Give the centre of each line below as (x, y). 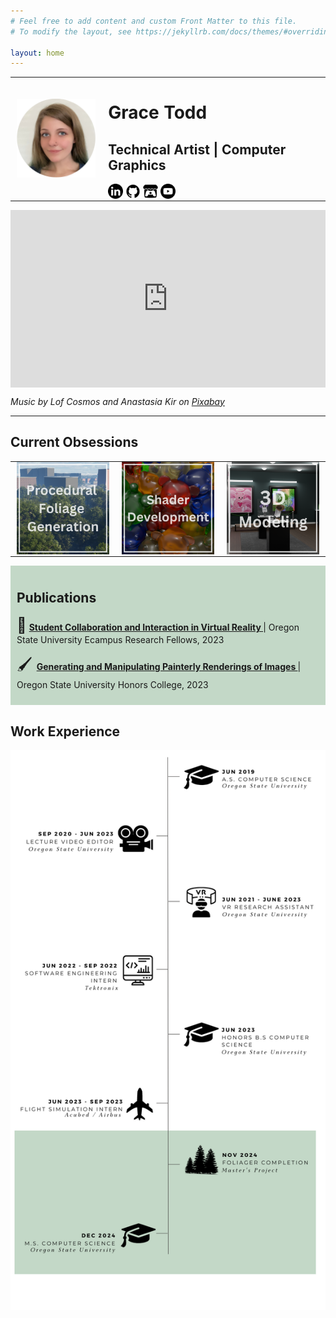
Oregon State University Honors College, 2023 (112, 685)
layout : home (37, 53)
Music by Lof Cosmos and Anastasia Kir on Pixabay (117, 401)
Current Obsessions (74, 442)
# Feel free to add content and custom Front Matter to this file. (154, 21)
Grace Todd (158, 112)
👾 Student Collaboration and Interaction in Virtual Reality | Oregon (158, 625)
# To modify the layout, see (71, 31)
